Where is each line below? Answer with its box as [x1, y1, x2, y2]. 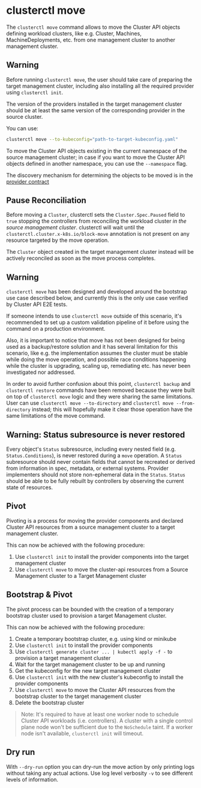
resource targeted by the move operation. [6, 236, 109, 244]
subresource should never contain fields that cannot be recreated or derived [6, 459, 196, 466]
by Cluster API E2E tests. [6, 301, 68, 308]
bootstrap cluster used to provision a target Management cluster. [6, 612, 167, 619]
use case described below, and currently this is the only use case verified [6, 295, 188, 302]
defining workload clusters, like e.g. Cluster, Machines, [6, 29, 142, 37]
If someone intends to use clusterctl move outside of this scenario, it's [6, 313, 182, 320]
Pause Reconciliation [6, 196, 87, 206]
